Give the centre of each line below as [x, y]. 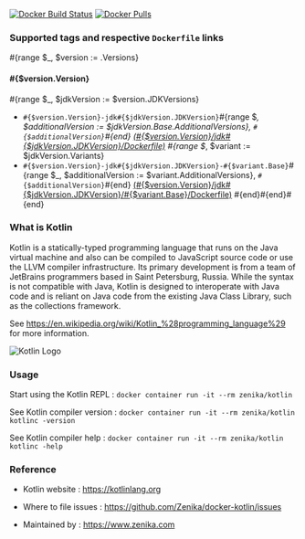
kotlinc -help [37, 447]
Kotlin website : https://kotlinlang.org [92, 490]
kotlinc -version [42, 421]
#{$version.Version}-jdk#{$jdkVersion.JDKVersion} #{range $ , [141, 116]
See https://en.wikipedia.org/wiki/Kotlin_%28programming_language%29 [147, 323]
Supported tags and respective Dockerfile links [116, 37]
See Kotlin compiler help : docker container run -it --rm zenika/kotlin [147, 438]
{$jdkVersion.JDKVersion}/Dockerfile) [94, 145]
